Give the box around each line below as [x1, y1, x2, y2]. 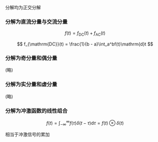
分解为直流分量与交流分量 [5, 18, 68, 25]
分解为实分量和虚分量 [5, 81, 57, 88]
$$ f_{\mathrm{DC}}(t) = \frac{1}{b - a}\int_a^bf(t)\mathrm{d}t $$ [17, 41, 153, 47]
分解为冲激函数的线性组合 [5, 107, 68, 114]
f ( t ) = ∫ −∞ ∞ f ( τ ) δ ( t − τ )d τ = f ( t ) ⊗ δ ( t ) [46, 119, 124, 127]
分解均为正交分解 [5, 5, 41, 10]
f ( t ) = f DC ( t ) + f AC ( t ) [64, 30, 106, 37]
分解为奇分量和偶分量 [5, 55, 57, 62]
